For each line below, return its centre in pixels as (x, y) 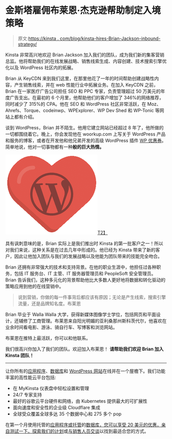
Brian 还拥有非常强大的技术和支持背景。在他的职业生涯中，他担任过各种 (81, 267)
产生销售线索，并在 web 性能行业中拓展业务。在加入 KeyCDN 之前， (86, 84)
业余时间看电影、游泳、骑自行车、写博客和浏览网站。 (61, 327)
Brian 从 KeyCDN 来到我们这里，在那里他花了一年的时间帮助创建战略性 (80, 78)
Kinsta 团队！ (20, 355)
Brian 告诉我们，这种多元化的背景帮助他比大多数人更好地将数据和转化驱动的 (85, 280)
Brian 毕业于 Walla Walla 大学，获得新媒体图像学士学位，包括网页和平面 (81, 314)
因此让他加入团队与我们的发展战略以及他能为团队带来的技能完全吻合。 (88, 256)
